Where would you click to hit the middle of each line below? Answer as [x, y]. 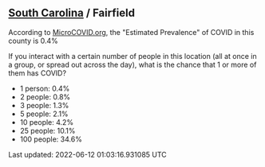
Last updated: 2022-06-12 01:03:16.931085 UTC [88, 154]
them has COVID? [37, 73]
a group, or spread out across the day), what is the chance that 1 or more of [132, 64]
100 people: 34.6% [51, 139]
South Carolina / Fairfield [72, 13]
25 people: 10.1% [47, 130]
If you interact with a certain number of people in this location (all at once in [132, 56]
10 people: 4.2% [47, 122]
